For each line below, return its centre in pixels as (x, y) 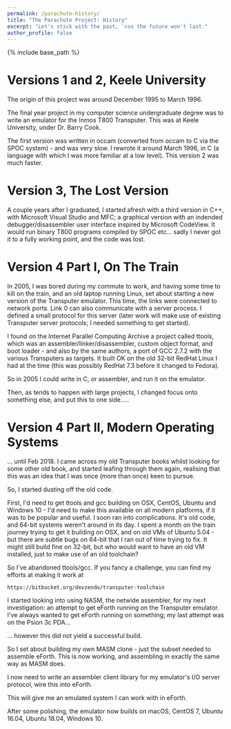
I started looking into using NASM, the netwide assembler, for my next (107, 600)
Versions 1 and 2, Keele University (107, 80)
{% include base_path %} (43, 52)
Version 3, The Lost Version (88, 191)
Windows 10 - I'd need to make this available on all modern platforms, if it (111, 510)
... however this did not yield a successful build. (75, 635)
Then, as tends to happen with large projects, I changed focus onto (102, 392)
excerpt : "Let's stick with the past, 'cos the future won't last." (108, 26)
